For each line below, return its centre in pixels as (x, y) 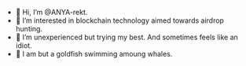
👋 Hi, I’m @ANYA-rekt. (51, 12)
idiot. (24, 46)
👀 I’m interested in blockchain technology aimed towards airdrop (119, 20)
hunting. (29, 29)
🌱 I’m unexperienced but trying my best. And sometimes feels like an (127, 37)
